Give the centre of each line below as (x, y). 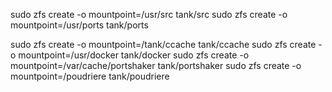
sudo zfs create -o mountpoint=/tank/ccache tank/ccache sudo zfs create (163, 44)
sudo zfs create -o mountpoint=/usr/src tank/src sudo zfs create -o (149, 14)
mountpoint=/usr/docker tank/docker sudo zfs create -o (134, 55)
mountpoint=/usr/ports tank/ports (79, 25)
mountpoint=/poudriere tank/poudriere (90, 76)
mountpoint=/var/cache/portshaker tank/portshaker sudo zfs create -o (156, 65)
